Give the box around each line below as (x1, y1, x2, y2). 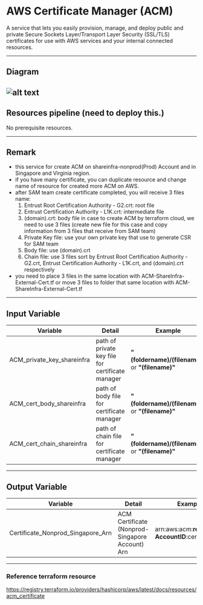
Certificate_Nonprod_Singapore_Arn (9, 528, 112, 537)
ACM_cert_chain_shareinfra (9, 440, 88, 448)
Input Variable (6, 309, 60, 319)
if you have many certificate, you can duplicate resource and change (14, 176, 187, 183)
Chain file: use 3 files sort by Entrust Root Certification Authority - (24, 253, 188, 261)
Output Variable (6, 482, 68, 492)
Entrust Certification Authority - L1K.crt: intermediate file (24, 208, 164, 215)
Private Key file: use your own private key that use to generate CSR (24, 234, 192, 241)
